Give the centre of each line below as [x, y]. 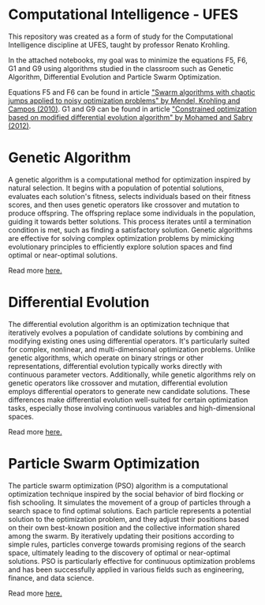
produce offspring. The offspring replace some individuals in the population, [132, 213]
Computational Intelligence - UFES [123, 15]
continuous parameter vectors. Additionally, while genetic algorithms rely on [132, 374]
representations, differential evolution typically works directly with [115, 366]
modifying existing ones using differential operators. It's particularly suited [129, 340]
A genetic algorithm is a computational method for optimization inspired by [129, 179]
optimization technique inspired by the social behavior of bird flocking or [126, 494]
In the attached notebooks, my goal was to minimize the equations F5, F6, [128, 60]
